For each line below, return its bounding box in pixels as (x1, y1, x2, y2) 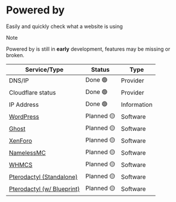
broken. (6, 51, 24, 58)
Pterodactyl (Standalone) (9, 173, 78, 181)
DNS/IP (9, 76, 29, 85)
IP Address (9, 100, 39, 109)
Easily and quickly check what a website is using (6, 23, 124, 30)
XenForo (9, 137, 32, 145)
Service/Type (25, 65, 64, 74)
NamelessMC (9, 149, 46, 157)
